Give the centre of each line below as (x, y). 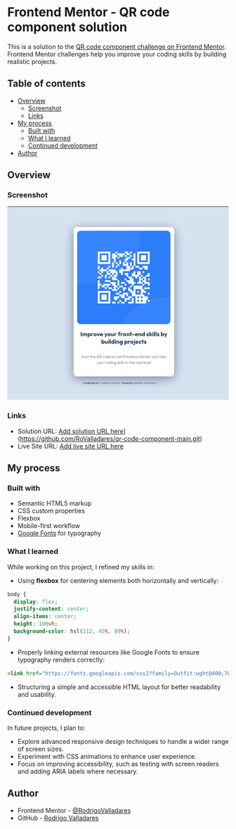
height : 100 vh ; (36, 624)
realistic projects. (32, 61)
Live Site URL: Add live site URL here (71, 446)
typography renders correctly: (61, 660)
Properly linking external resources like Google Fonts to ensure (109, 652)
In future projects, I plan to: (46, 728)
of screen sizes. (41, 749)
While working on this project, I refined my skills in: (81, 567)
